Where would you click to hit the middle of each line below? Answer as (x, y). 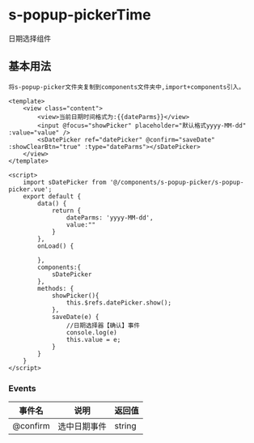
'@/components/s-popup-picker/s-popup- (177, 182)
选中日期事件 (82, 427)
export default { (52, 196)
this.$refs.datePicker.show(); (119, 302)
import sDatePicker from (65, 182)
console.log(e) (91, 332)
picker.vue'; (30, 189)
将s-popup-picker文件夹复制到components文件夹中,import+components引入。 (127, 87)
